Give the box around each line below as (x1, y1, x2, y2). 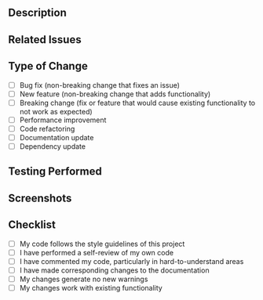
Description (8, 6, 67, 20)
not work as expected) (19, 107, 93, 116)
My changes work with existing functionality (19, 283, 163, 292)
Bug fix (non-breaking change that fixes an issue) (19, 80, 181, 89)
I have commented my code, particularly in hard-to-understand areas (19, 256, 244, 266)
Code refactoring (19, 124, 75, 133)
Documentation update (19, 132, 94, 142)
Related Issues (8, 33, 82, 46)
